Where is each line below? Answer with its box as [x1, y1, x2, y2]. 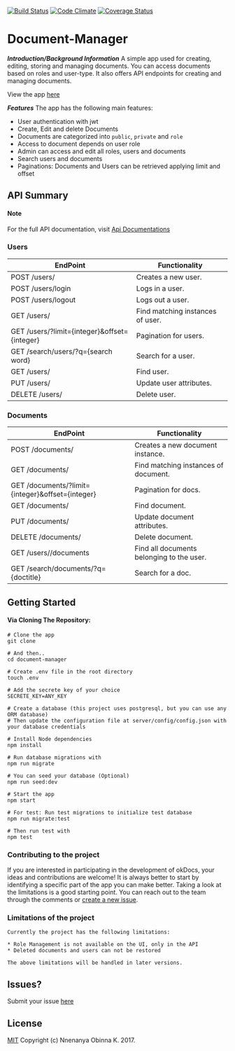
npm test [7, 833, 33, 840]
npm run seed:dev [7, 778, 58, 786]
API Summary [7, 190, 69, 202]
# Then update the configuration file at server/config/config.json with [7, 717, 227, 724]
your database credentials [7, 723, 86, 730]
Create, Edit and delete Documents [17, 125, 119, 133]
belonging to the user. [134, 552, 207, 562]
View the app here [7, 90, 60, 98]
